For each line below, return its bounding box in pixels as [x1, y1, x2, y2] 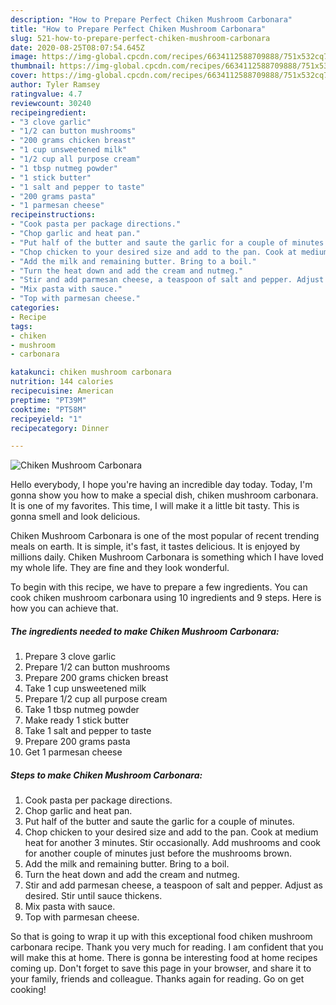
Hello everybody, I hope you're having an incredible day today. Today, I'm [10, 479, 313, 491]
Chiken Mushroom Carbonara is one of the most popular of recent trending [10, 530, 320, 542]
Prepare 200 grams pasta [24, 736, 131, 748]
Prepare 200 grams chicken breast [24, 672, 169, 684]
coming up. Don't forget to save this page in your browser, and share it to [10, 962, 312, 975]
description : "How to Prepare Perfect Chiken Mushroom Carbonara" [10, 14, 293, 25]
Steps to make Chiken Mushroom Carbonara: [10, 769, 203, 781]
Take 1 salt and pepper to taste [24, 725, 152, 737]
